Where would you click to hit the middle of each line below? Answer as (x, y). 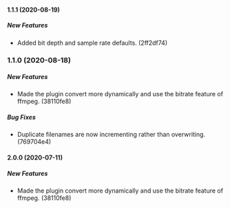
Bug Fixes (22, 118)
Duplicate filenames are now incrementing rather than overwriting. (111, 135)
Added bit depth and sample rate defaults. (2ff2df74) (92, 43)
